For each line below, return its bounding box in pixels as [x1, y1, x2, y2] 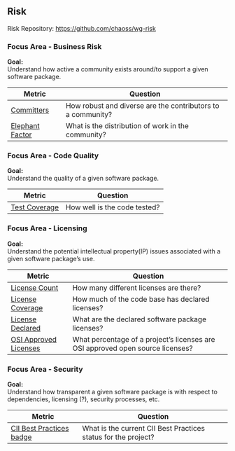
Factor [10, 130, 32, 139]
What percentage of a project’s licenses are [72, 334, 215, 344]
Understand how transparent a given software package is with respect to [7, 388, 218, 396]
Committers [10, 105, 50, 115]
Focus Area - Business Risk [7, 41, 102, 51]
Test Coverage [10, 202, 59, 212]
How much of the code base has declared [72, 294, 210, 304]
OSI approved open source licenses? [72, 343, 194, 353]
